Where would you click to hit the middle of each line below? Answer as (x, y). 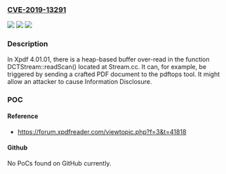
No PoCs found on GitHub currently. (59, 163)
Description (28, 44)
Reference (23, 116)
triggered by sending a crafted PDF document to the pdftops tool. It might (114, 74)
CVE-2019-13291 (37, 10)
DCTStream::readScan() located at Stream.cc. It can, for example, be (107, 66)
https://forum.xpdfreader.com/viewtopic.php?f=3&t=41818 (102, 131)
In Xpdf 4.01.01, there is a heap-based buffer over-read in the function (108, 59)
